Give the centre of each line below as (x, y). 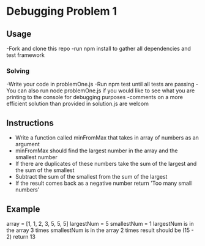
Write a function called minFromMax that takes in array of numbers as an (107, 138)
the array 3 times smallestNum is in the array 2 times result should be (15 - (100, 230)
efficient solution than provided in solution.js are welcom (77, 104)
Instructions (30, 123)
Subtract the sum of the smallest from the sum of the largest (91, 177)
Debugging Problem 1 (62, 11)
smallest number (36, 157)
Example (23, 209)
